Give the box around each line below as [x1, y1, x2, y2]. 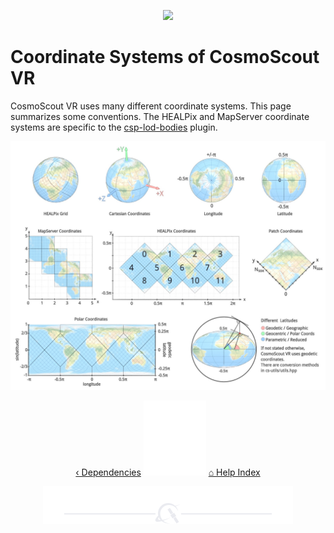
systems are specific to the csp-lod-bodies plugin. [10, 121, 218, 133]
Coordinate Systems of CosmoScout [10, 46, 320, 69]
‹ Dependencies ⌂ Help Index [75, 466, 261, 478]
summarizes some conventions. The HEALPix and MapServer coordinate [10, 110, 310, 122]
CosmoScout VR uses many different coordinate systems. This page [10, 100, 292, 112]
